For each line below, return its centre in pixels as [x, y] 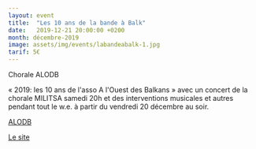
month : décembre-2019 [44, 37]
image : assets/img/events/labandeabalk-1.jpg [84, 45]
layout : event [32, 15]
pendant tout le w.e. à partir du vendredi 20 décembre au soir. [109, 106]
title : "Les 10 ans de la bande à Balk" [77, 23]
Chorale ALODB [33, 74]
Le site [19, 137]
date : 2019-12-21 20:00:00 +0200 [67, 30]
